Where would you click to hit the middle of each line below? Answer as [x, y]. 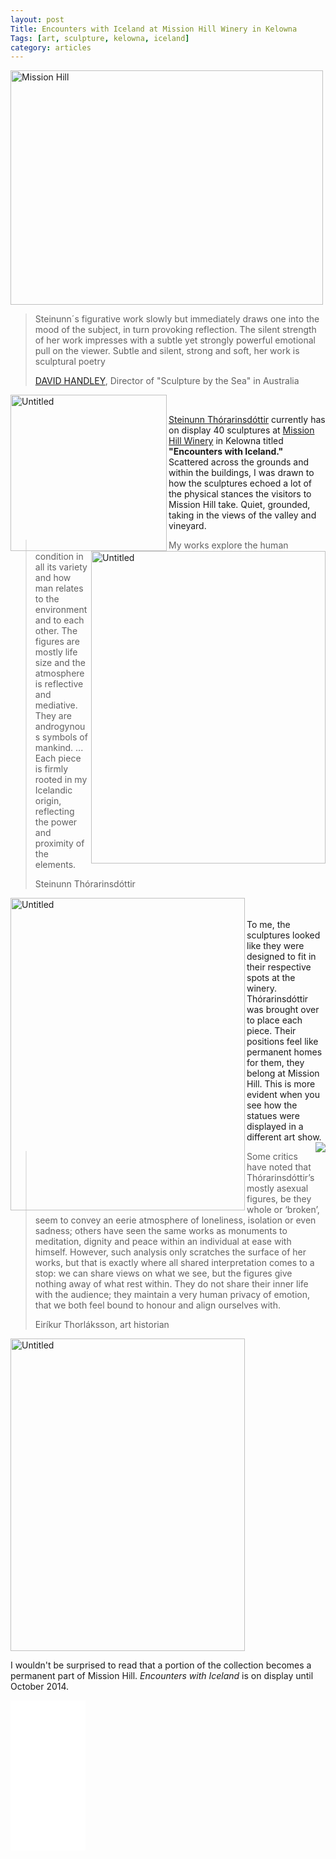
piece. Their [271, 1031]
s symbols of [61, 737]
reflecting [54, 812]
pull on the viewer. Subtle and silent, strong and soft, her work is [167, 351]
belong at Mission [283, 1073]
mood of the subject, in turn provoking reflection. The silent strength [175, 330]
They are [53, 716]
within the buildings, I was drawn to [241, 473]
